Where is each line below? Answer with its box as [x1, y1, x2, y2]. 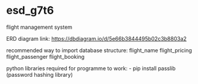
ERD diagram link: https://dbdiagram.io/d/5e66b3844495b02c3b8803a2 [6, 35, 187, 42]
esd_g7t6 [6, 4, 54, 17]
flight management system [6, 23, 73, 31]
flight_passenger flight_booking [6, 53, 85, 60]
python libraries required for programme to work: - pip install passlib [6, 64, 176, 72]
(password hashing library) [6, 71, 73, 78]
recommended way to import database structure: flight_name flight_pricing [6, 46, 193, 54]
